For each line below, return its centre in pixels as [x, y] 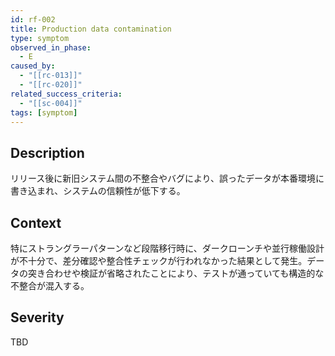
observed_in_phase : [51, 47]
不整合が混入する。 [50, 285]
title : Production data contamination [91, 29]
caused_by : [33, 66]
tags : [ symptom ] [44, 112]
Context [36, 222]
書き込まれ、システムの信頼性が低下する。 [98, 191]
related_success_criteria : [66, 94]
